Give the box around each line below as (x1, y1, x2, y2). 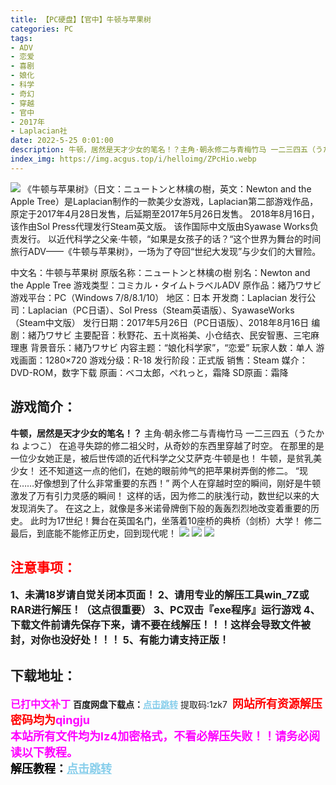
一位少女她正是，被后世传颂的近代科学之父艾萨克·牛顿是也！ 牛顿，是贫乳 (10, 452, 313, 464)
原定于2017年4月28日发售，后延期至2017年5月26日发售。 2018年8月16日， (10, 207, 320, 220)
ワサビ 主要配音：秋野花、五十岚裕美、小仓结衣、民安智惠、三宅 (44, 329, 311, 341)
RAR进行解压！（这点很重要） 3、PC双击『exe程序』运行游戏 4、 (10, 603, 321, 617)
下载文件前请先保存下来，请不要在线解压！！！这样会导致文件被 (10, 618, 312, 632)
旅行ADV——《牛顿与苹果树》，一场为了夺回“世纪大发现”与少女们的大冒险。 (10, 245, 322, 257)
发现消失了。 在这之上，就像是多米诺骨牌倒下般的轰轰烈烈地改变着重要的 (10, 502, 311, 514)
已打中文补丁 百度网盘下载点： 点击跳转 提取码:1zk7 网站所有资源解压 (10, 697, 323, 711)
